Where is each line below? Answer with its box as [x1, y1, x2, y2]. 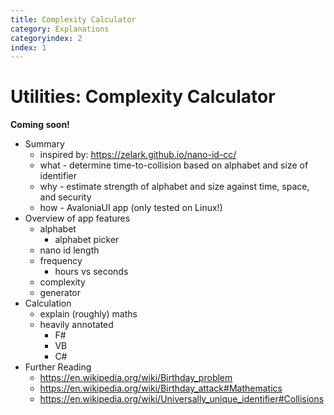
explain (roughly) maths [39, 308, 138, 320]
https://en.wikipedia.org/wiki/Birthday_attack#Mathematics [39, 382, 283, 395]
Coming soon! [10, 119, 70, 131]
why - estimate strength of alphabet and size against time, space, [39, 181, 310, 193]
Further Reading [24, 361, 92, 373]
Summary [24, 138, 65, 150]
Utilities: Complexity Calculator [10, 86, 276, 108]
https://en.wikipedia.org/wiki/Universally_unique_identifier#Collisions [39, 393, 325, 405]
